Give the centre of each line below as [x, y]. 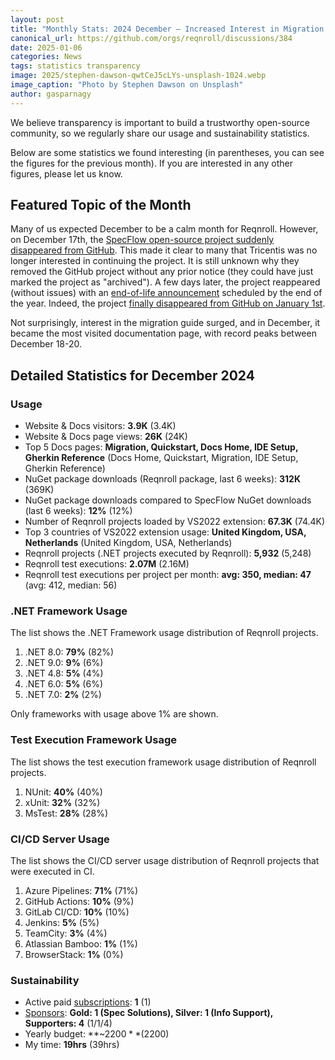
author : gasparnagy [51, 94]
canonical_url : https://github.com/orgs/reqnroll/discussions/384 [151, 38]
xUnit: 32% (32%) [62, 802]
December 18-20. [46, 344]
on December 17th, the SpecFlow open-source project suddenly [142, 240]
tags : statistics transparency [75, 66]
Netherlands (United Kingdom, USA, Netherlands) [128, 543]
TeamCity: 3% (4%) [66, 933]
